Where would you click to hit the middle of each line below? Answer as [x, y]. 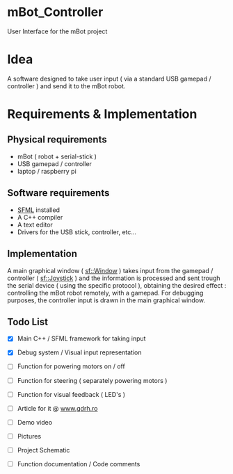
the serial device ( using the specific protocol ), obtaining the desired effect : [117, 285]
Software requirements [58, 193]
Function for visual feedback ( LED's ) [71, 394]
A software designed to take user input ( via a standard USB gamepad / [109, 79]
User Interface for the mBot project [57, 31]
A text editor [35, 224]
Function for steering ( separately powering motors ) [92, 380]
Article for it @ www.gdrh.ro [57, 408]
